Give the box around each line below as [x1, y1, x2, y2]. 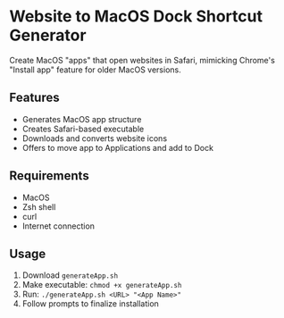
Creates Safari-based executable [21, 123, 145, 134]
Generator [9, 25, 87, 46]
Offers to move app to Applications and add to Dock [21, 142, 214, 153]
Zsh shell [21, 201, 56, 212]
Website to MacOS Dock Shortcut [9, 6, 263, 27]
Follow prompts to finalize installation [21, 298, 159, 309]
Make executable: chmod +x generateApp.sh [21, 280, 182, 290]
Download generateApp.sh [21, 270, 119, 280]
